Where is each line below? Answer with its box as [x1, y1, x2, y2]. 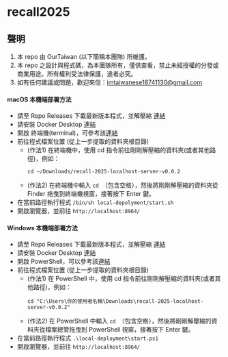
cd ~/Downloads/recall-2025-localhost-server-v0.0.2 [27, 169, 181, 175]
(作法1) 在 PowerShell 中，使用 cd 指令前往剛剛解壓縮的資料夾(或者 [27, 275, 215, 283]
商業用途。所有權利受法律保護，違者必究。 [16, 70, 137, 77]
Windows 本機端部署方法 [7, 223, 79, 232]
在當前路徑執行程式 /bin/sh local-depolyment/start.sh [16, 198, 174, 206]
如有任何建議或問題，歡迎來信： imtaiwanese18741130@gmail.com [16, 78, 203, 86]
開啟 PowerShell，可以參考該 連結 [16, 258, 111, 266]
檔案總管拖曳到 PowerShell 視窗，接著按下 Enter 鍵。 [45, 325, 195, 334]
